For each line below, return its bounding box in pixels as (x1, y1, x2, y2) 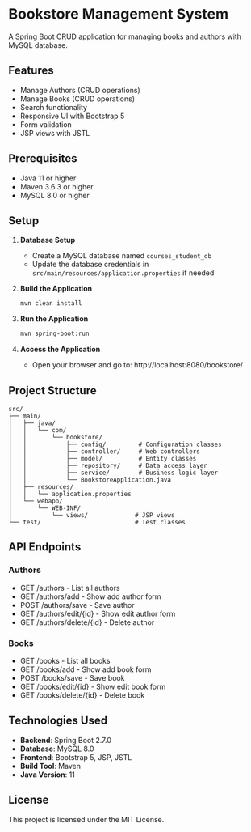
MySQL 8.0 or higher (19, 190, 90, 200)
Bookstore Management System (8, 5, 229, 23)
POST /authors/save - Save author (19, 600, 135, 609)
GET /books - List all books (19, 656, 111, 665)
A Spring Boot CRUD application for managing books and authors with (8, 32, 242, 41)
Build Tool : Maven (19, 761, 82, 770)
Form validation (19, 119, 73, 129)
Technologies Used (8, 714, 107, 728)
